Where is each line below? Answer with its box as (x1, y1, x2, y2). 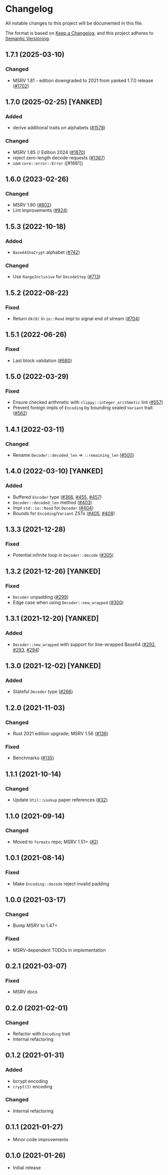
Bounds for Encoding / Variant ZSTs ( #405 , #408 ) (12, 510, 115, 516)
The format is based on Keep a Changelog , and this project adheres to (5, 30, 154, 36)
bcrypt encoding (12, 1078, 48, 1084)
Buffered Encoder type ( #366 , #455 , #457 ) (12, 494, 102, 500)
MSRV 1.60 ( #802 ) (12, 202, 52, 208)
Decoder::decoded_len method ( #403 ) (12, 499, 92, 505)
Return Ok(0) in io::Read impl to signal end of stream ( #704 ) (12, 315, 140, 321)
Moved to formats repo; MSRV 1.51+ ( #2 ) (12, 839, 99, 845)
